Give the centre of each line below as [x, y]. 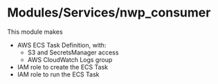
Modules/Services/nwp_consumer [109, 13]
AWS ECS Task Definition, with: [62, 45]
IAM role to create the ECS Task [63, 67]
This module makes [35, 32]
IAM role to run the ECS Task [58, 74]
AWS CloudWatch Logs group [70, 59]
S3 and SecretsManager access [73, 52]
